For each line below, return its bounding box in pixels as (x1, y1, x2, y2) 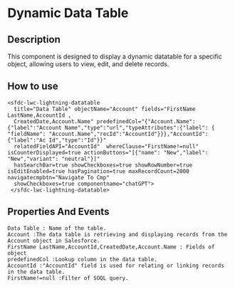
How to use (7, 80, 58, 93)
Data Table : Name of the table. (7, 224, 107, 232)
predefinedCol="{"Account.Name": (96, 117, 196, 125)
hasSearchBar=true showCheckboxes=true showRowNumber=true (14, 162, 193, 169)
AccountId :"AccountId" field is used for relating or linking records (7, 262, 224, 269)
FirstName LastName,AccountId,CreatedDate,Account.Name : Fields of (7, 243, 215, 251)
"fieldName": (7, 130, 46, 137)
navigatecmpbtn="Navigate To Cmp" (7, 174, 110, 181)
